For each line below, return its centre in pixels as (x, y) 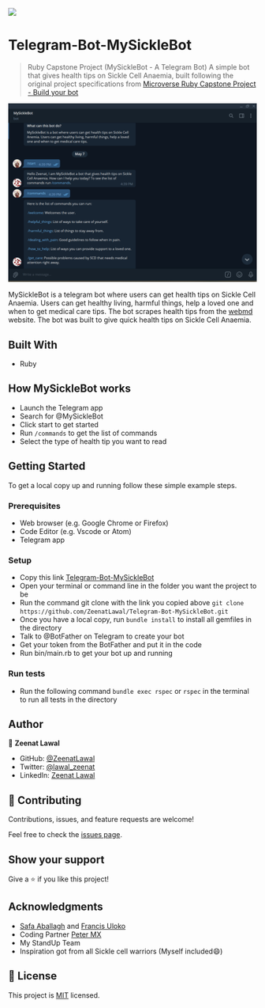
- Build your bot (53, 92)
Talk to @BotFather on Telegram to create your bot (102, 636)
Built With (33, 345)
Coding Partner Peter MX (60, 934)
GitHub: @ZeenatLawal (57, 759)
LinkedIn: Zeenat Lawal (57, 775)
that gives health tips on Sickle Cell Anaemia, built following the (131, 75)
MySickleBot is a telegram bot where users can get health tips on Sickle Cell (132, 295)
